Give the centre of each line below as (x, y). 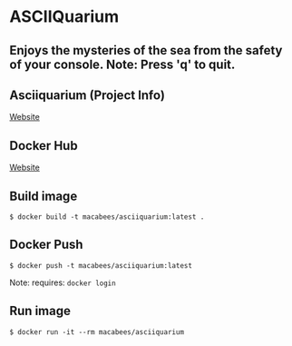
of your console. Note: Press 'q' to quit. (122, 64)
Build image (44, 196)
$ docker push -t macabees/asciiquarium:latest (101, 265)
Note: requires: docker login (63, 282)
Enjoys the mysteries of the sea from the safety (146, 50)
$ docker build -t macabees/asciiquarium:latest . (107, 217)
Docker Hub (44, 146)
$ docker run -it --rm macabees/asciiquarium (97, 332)
